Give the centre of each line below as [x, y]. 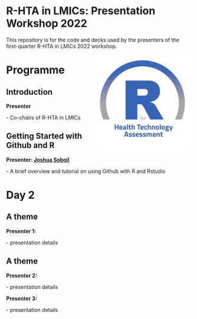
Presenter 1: [21, 231]
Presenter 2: [22, 275]
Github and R [30, 145]
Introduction [29, 92]
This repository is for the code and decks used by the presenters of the [93, 40]
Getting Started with [44, 136]
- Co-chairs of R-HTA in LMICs [43, 117]
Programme [35, 70]
